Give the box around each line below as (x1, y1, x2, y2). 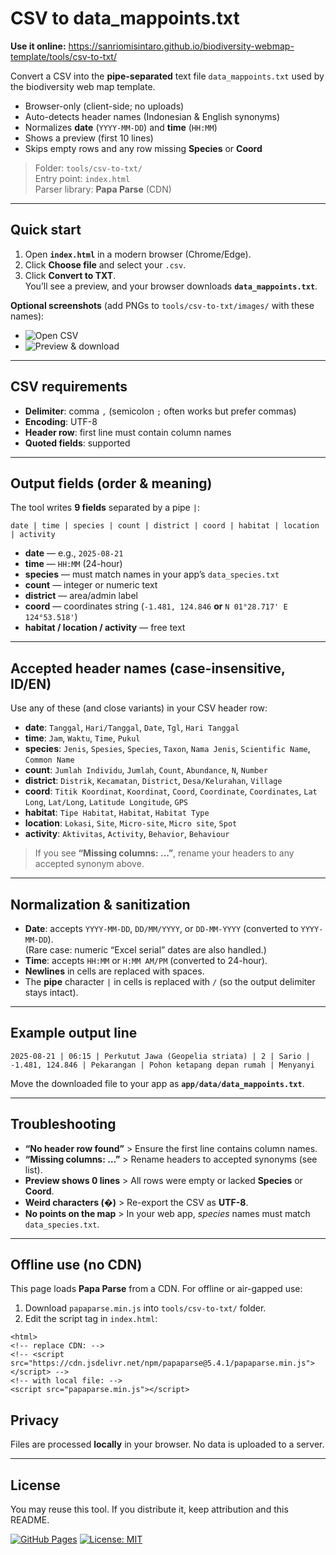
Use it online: (10, 40, 67, 52)
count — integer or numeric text (24, 579, 158, 591)
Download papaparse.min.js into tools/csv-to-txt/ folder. (24, 1302, 267, 1314)
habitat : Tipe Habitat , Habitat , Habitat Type (24, 807, 210, 819)
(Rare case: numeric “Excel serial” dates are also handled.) (24, 944, 267, 956)
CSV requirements (10, 378, 128, 396)
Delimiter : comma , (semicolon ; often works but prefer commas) (24, 405, 297, 417)
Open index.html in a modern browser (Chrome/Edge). (24, 248, 252, 260)
